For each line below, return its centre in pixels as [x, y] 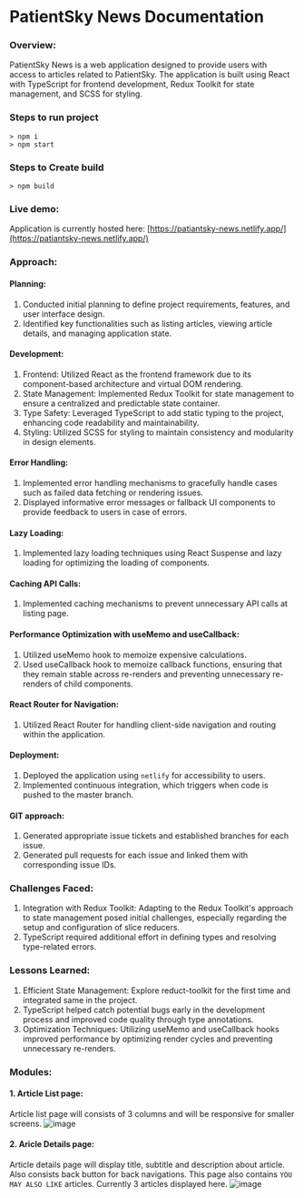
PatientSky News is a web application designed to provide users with [138, 65]
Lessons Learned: [50, 970]
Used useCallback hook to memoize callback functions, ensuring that [152, 664]
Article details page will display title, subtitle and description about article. [147, 1165]
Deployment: [34, 755]
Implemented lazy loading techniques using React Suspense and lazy [152, 553]
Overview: [33, 46]
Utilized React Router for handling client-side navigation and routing [149, 725]
